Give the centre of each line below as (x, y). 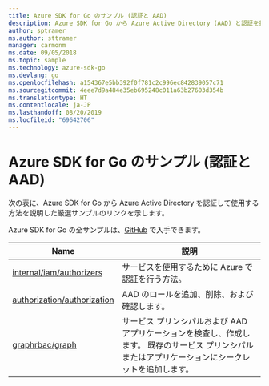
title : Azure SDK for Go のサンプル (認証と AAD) (88, 16)
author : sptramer (37, 30)
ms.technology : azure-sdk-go (57, 68)
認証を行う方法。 (154, 279)
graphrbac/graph (45, 344)
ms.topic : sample (37, 61)
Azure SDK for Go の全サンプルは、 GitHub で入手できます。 (107, 230)
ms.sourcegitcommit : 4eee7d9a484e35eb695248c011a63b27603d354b (116, 90)
